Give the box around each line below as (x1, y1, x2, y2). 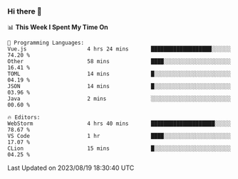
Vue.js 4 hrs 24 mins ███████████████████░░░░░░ (7, 45, 232, 53)
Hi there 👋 (7, 6, 43, 16)
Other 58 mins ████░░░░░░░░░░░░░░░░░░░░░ (7, 58, 232, 65)
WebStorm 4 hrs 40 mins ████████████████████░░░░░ (7, 120, 232, 127)
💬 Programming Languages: (7, 39, 84, 47)
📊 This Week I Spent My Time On (7, 23, 108, 31)
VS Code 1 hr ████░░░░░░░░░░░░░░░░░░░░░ (7, 133, 232, 140)
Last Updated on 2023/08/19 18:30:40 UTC (7, 163, 135, 173)
